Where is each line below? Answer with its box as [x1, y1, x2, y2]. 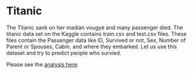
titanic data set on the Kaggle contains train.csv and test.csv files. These [6, 30, 187, 37]
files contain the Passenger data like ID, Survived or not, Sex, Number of [6, 36, 186, 44]
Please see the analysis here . [6, 61, 79, 68]
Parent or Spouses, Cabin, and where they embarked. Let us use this [6, 43, 177, 50]
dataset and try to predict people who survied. [6, 49, 122, 56]
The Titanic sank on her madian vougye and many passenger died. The [6, 24, 183, 31]
